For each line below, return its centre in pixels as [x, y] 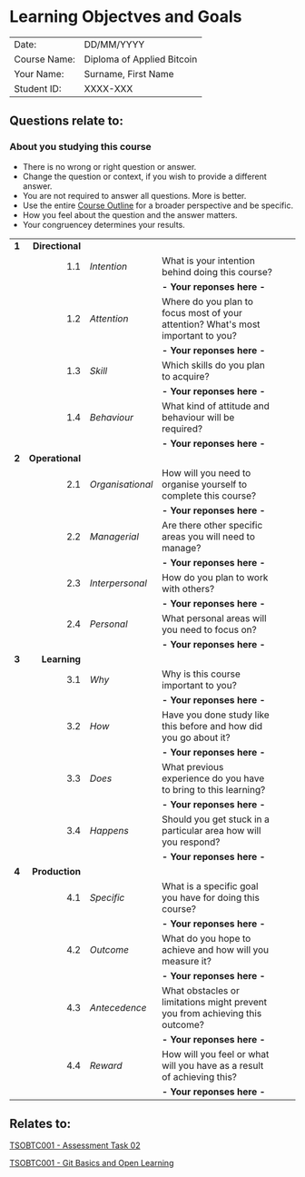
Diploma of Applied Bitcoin [141, 59]
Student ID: [38, 88]
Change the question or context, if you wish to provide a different [145, 176]
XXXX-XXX [108, 88]
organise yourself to [205, 484]
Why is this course [201, 674]
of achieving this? [200, 1076]
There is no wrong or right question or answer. [109, 166]
